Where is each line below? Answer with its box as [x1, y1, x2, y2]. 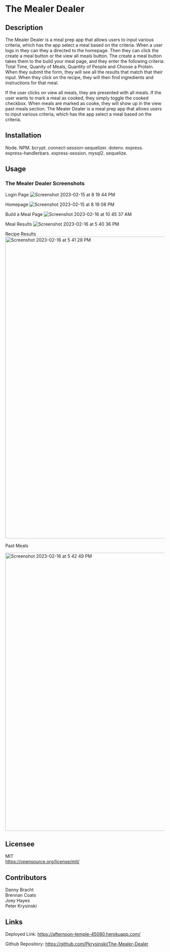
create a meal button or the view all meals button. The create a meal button [5, 53, 162, 59]
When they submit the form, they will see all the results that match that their [5, 69, 163, 75]
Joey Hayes [5, 898, 30, 904]
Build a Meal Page [5, 211, 43, 217]
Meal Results [5, 221, 32, 227]
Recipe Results [5, 231, 36, 237]
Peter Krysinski [5, 903, 37, 909]
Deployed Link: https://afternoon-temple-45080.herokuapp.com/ [5, 931, 141, 937]
